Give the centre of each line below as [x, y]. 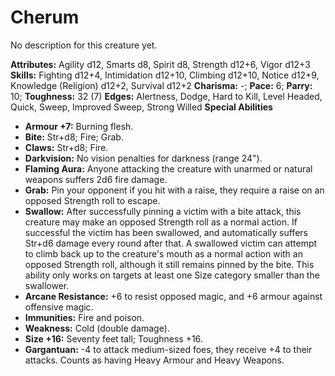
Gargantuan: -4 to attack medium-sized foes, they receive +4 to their [168, 349]
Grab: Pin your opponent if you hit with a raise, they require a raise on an [174, 190]
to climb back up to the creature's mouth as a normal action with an [163, 253]
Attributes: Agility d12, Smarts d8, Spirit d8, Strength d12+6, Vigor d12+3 [160, 64]
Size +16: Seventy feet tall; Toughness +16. [113, 338]
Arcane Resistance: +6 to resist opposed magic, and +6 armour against [173, 296]
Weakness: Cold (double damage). [97, 328]
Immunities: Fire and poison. [84, 317]
